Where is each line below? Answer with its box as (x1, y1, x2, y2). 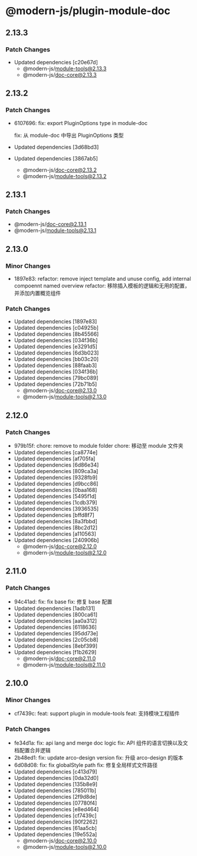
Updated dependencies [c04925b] (14, 324, 98, 332)
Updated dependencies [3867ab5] (14, 155, 98, 162)
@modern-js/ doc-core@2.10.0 (22, 837, 97, 844)
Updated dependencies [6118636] (14, 624, 97, 631)
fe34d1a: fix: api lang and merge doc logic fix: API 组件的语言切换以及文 (14, 739, 188, 746)
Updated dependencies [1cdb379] (14, 498, 98, 506)
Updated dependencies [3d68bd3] (14, 143, 99, 150)
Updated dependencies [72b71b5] (14, 381, 97, 388)
